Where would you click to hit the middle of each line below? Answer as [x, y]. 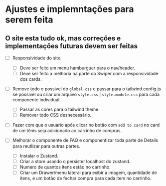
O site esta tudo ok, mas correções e [63, 38]
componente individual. [36, 100]
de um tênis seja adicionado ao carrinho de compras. [67, 131]
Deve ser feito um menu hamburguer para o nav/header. [78, 68]
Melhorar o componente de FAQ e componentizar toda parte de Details [85, 140]
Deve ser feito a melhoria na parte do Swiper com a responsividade [89, 74]
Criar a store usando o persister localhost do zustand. [75, 161]
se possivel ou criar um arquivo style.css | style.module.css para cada [86, 94]
